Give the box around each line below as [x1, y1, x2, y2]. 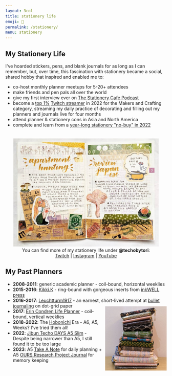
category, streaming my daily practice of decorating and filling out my [12, 105, 160, 112]
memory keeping [12, 357, 49, 363]
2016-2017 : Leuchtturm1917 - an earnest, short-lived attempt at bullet [12, 297, 160, 303]
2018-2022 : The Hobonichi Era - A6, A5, [12, 319, 99, 325]
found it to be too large [12, 341, 61, 347]
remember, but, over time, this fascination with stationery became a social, [5, 68, 163, 74]
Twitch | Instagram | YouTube [55, 253, 117, 259]
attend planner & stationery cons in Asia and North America [12, 116, 138, 122]
